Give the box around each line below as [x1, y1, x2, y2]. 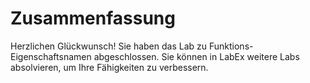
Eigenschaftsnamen [10, 50, 92, 62]
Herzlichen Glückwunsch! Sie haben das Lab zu [10, 40, 208, 52]
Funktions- [208, 40, 254, 52]
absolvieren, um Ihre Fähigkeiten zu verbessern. [10, 61, 209, 73]
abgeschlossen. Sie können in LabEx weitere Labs [93, 50, 300, 62]
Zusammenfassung [10, 7, 176, 30]
